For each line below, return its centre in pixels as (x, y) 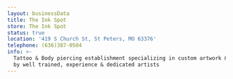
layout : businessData (38, 13)
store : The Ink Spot (37, 26)
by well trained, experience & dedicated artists (86, 65)
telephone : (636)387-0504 (44, 45)
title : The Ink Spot (37, 20)
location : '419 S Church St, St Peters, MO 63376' (82, 39)
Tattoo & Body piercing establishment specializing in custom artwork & (121, 58)
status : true (26, 33)
